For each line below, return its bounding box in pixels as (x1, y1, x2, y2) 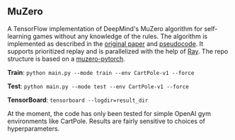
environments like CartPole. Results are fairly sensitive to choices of (7, 117, 205, 125)
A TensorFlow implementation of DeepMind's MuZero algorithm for (7, 24, 203, 33)
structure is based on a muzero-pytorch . (7, 54, 125, 63)
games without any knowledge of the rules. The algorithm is (33, 32, 207, 40)
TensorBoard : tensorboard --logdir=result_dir (7, 95, 149, 104)
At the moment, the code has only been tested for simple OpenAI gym (7, 109, 211, 117)
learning (7, 32, 32, 40)
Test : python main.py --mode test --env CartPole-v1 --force (7, 81, 189, 91)
